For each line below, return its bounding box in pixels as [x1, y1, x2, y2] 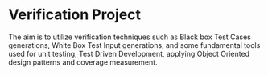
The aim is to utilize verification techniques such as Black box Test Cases [8, 32, 251, 41]
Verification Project [8, 6, 142, 24]
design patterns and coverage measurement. [8, 57, 159, 67]
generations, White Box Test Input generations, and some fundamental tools [8, 40, 261, 49]
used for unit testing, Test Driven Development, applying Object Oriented [8, 49, 250, 58]
